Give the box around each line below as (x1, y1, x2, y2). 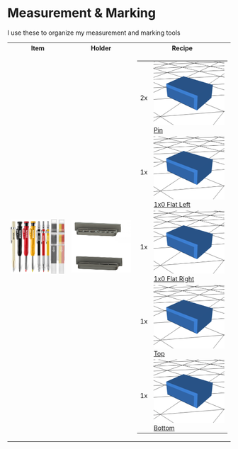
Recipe (171, 44, 193, 52)
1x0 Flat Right (153, 275, 195, 283)
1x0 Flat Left (153, 200, 191, 209)
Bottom (153, 424, 175, 432)
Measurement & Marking (7, 5, 156, 21)
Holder (91, 44, 112, 52)
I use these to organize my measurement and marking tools (7, 28, 181, 37)
